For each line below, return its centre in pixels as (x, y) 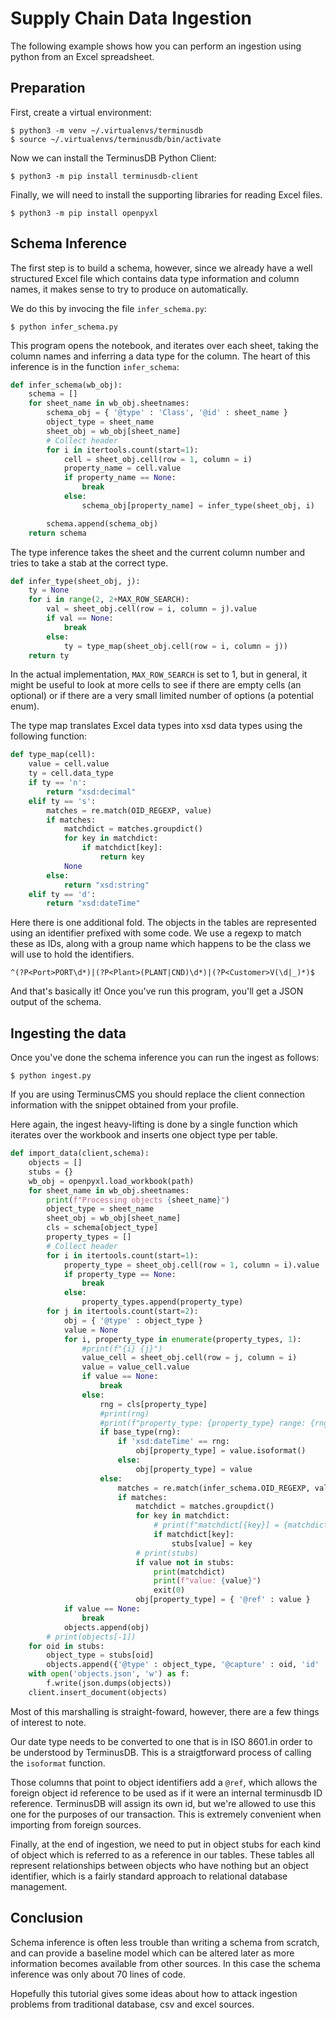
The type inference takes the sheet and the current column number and (158, 552)
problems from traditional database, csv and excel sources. (132, 2004)
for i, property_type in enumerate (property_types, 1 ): (182, 1339)
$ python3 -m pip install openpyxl (84, 213)
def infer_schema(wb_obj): (66, 385)
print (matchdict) (189, 1572)
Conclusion (47, 1918)
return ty (49, 655)
